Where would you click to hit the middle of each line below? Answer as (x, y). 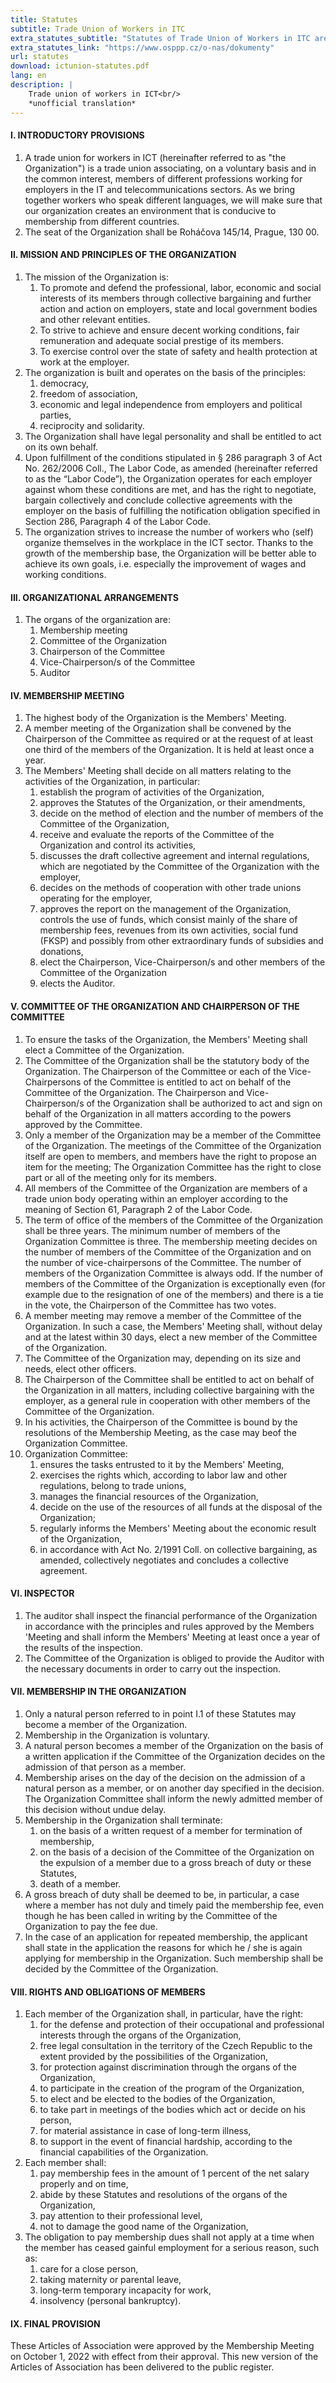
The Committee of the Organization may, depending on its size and (163, 1358)
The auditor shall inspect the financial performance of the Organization (171, 1615)
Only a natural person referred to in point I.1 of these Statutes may (160, 1713)
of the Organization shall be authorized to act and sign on (204, 1103)
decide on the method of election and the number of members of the (181, 813)
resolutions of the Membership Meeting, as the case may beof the (160, 1432)
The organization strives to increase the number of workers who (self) (169, 532)
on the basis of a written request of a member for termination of (171, 1830)
